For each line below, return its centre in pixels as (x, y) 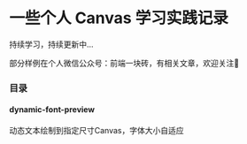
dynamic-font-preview (52, 110)
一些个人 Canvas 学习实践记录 (119, 18)
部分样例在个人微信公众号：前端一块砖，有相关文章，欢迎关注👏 (124, 63)
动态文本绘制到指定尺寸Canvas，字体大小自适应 (96, 131)
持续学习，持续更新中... (52, 44)
